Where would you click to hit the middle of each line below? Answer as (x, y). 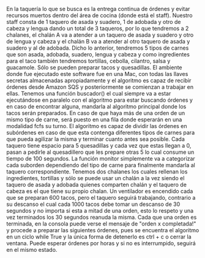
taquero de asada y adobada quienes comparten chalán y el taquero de (96, 184)
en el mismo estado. (32, 250)
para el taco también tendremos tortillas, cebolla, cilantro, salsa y (88, 61)
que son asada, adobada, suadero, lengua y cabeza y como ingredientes (98, 54)
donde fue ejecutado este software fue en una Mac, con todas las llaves (97, 74)
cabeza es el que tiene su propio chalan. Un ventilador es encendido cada (100, 191)
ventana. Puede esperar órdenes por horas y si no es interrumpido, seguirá (101, 243)
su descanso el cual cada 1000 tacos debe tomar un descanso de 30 (93, 204)
